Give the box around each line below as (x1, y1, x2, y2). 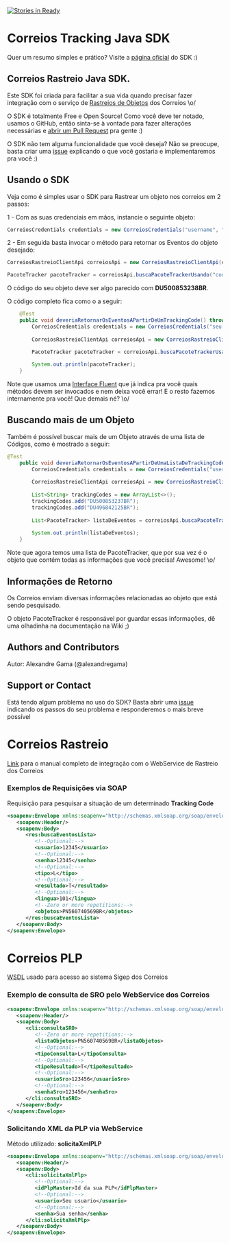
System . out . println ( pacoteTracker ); (31, 361, 136, 368)
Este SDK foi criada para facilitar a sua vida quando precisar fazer (7, 91, 193, 99)
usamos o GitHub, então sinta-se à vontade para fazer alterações (7, 119, 192, 127)
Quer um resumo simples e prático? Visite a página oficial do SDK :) (7, 53, 198, 61)
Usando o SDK (7, 174, 70, 186)
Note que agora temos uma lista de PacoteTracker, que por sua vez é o (7, 549, 207, 557)
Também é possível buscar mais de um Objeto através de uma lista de (7, 432, 205, 440)
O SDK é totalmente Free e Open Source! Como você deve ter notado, (7, 112, 205, 120)
